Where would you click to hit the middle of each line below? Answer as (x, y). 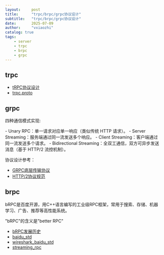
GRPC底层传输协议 (31, 170)
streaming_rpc (27, 247)
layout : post (23, 10)
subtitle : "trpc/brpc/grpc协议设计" (43, 19)
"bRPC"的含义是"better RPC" (34, 221)
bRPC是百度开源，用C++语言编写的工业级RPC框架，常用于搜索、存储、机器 (82, 204)
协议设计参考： (20, 160)
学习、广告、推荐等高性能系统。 (37, 210)
